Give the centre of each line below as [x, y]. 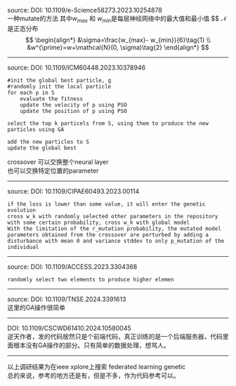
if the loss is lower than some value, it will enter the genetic [106, 204]
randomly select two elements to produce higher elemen [91, 279]
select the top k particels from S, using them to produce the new [108, 123]
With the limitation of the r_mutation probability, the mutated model [114, 228]
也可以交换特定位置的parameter [53, 171]
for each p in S [31, 93]
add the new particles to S [48, 142]
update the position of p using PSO [74, 111]
